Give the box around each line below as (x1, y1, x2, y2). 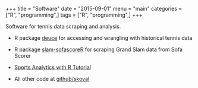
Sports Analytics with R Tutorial (14, 64, 92, 71)
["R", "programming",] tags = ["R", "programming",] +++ (5, 11, 143, 18)
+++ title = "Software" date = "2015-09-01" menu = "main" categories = (5, 5, 183, 12)
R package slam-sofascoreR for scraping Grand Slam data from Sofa (14, 46, 183, 53)
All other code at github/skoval (14, 76, 90, 82)
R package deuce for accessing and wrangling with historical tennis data (14, 34, 193, 41)
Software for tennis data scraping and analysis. (5, 23, 121, 30)
